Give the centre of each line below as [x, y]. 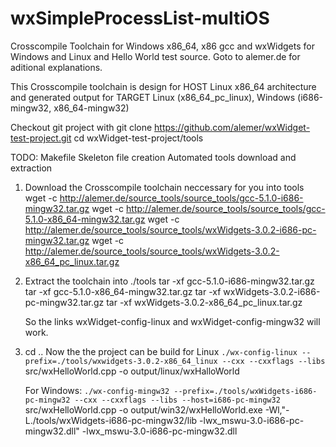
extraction [31, 168]
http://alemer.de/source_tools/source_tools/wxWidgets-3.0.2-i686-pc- [170, 229]
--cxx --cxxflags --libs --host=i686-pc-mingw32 [177, 400]
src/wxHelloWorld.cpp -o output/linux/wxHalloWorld [132, 371]
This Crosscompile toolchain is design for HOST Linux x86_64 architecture [163, 86]
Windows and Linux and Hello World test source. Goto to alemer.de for [155, 56]
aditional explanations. [56, 67]
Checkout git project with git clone [81, 127]
